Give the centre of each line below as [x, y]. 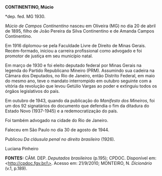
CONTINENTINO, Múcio [29, 7]
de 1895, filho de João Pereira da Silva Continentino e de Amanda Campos [80, 31]
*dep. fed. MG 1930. [25, 16]
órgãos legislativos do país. [32, 91]
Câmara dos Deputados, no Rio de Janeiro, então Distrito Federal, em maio [80, 76]
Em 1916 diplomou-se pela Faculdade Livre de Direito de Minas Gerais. [75, 45]
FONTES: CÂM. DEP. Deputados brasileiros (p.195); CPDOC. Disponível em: [81, 158]
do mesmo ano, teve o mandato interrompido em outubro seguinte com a [78, 81]
